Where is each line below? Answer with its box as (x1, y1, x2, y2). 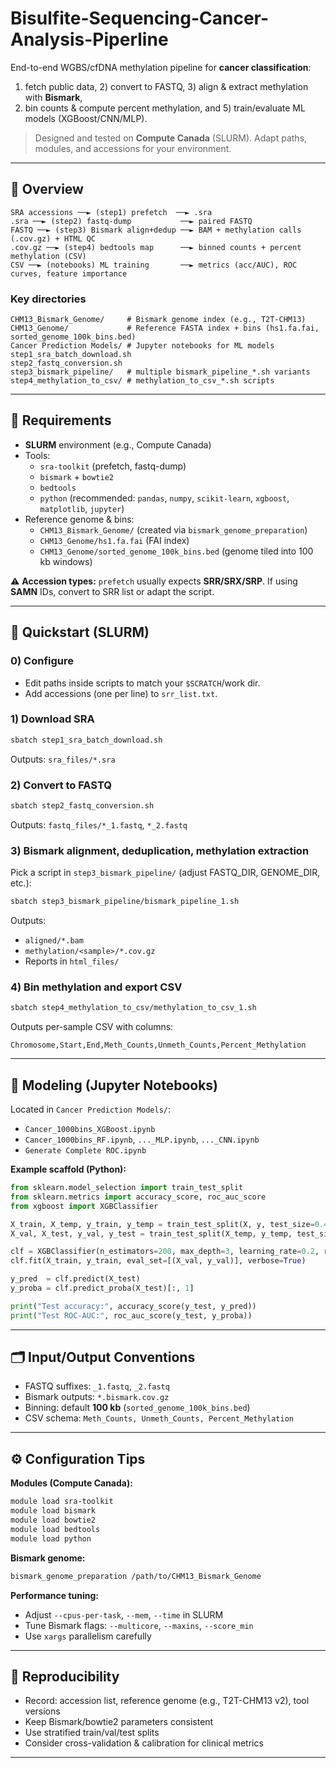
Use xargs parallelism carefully (24, 1630, 152, 1642)
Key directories (10, 292, 87, 306)
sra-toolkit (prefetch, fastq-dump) (39, 460, 187, 472)
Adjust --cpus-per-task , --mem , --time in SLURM (24, 1608, 224, 1621)
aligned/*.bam (24, 936, 84, 946)
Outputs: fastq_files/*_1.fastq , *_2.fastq (10, 818, 188, 831)
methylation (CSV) (10, 251, 87, 261)
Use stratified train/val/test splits (24, 1727, 160, 1739)
